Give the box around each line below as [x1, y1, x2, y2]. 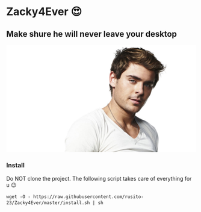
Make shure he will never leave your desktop [6, 29, 178, 39]
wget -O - [6, 193, 31, 200]
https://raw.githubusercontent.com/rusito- [32, 193, 144, 200]
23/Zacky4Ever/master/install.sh [6, 199, 90, 206]
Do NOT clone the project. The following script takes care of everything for [6, 175, 192, 182]
